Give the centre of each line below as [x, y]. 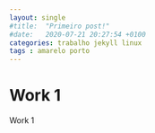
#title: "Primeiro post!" [60, 26]
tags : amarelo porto [50, 51]
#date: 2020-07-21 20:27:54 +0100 [77, 34]
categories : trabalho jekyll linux [76, 43]
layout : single [38, 18]
